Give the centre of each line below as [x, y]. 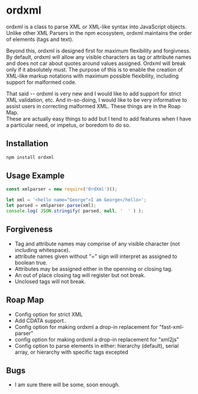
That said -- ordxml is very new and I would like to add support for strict [94, 93]
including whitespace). [42, 250]
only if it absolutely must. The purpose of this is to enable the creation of [95, 69]
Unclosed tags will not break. [50, 281]
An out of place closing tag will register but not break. [80, 275]
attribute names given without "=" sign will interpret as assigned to [96, 256]
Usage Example [35, 176]
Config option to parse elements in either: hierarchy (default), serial [97, 345]
